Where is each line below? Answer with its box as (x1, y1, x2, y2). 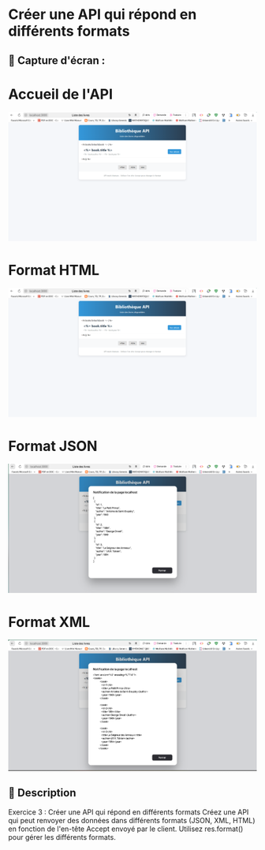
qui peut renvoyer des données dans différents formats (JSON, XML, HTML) (8, 815, 256, 825)
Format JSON (8, 438, 98, 455)
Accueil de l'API (8, 85, 113, 103)
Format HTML (8, 262, 100, 279)
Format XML (8, 613, 91, 632)
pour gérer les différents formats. (8, 832, 116, 841)
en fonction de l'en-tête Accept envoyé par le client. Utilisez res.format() (8, 824, 244, 833)
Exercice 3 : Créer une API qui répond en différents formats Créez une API (8, 807, 249, 817)
